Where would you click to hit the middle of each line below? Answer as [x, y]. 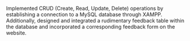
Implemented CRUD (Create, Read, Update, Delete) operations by [85, 8]
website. [16, 33]
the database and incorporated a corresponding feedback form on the [91, 27]
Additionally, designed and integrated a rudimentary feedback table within [95, 20]
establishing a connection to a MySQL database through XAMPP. [84, 14]
